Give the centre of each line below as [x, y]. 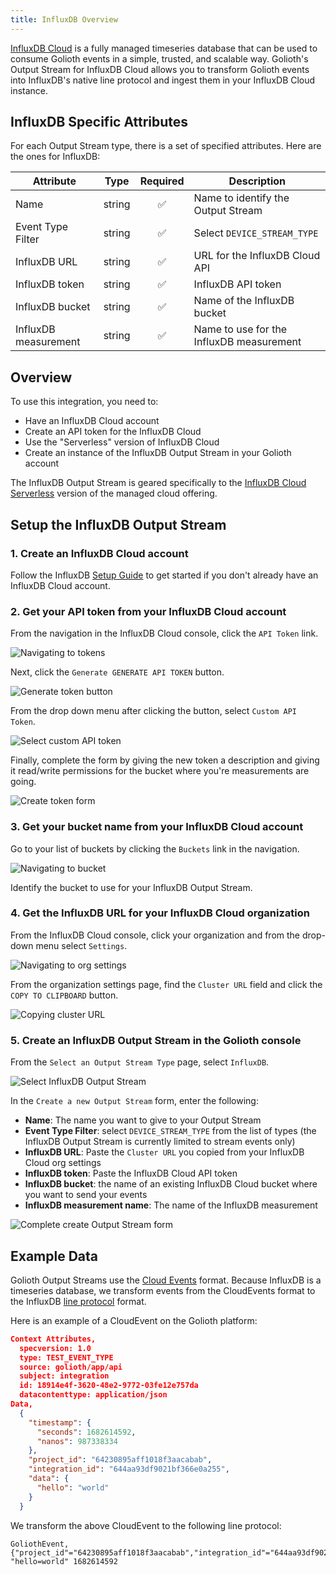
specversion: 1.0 [55, 1348]
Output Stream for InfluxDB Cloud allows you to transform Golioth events [160, 69]
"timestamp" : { [60, 1422]
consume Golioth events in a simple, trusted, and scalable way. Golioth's [159, 58]
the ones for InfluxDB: [55, 157]
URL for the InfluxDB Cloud [257, 256]
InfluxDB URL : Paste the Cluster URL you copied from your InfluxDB [164, 1152]
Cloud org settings [63, 1163]
